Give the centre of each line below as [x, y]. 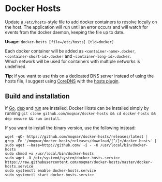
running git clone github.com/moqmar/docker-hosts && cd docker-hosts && [81, 113]
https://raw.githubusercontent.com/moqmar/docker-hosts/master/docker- [79, 162]
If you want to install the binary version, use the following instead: [70, 128]
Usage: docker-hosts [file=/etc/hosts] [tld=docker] [59, 41]
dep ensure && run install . [33, 118]
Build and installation [37, 96]
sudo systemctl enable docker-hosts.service [51, 170]
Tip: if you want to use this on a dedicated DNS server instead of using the [79, 76]
